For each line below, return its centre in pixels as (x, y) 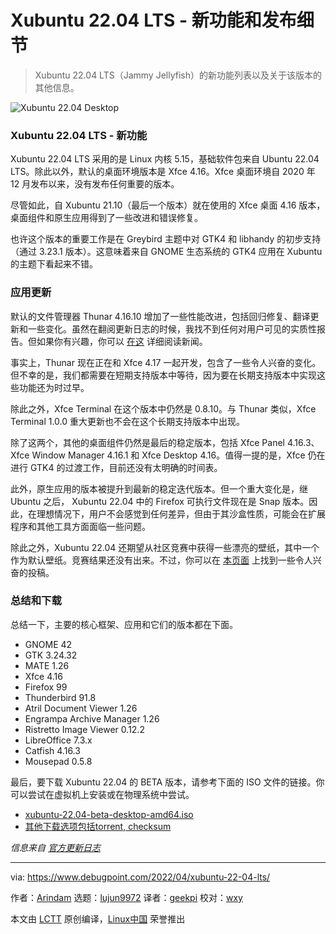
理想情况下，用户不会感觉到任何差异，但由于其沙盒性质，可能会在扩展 (181, 513)
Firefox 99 (46, 687)
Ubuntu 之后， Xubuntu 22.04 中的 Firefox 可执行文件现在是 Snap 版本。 (160, 501)
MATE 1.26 (47, 665)
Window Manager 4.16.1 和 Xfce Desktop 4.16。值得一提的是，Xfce (168, 455)
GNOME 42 (48, 644)
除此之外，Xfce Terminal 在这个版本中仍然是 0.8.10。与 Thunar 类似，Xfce (163, 408)
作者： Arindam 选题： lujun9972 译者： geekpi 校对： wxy (126, 897)
